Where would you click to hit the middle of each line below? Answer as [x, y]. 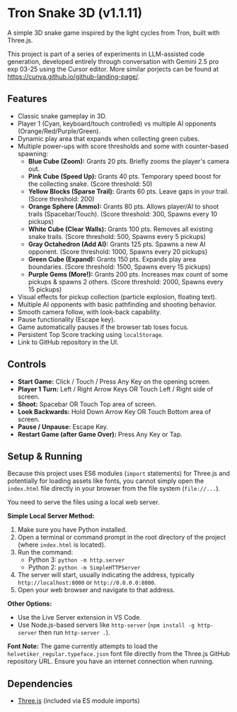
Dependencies [40, 683]
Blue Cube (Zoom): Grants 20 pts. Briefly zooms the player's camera [129, 161]
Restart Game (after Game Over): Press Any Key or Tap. [100, 434]
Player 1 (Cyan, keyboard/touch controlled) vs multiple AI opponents [117, 123]
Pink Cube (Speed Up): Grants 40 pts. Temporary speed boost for [125, 176]
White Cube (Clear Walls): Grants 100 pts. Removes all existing [121, 229]
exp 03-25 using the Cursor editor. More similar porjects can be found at [113, 69]
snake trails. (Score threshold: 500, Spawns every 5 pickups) [117, 236]
